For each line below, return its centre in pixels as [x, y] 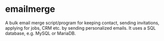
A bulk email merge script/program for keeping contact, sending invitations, [82, 23]
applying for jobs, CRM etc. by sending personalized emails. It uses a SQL [81, 28]
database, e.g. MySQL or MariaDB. [40, 33]
